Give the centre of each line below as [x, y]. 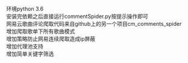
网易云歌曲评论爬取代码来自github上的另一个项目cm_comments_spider [94, 24]
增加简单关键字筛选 [30, 54]
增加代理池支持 [25, 46]
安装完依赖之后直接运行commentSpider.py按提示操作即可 [77, 16]
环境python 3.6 [25, 9]
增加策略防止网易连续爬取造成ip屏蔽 [51, 39]
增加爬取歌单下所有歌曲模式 [41, 31]
